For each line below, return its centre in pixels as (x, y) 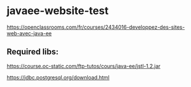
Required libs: (33, 52)
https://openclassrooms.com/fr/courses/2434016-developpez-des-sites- (96, 27)
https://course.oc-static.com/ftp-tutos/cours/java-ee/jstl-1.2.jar (84, 66)
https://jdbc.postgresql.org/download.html (58, 77)
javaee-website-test (57, 11)
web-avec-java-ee (29, 33)
